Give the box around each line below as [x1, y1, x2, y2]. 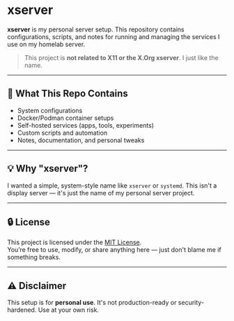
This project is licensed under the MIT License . [7, 238, 142, 246]
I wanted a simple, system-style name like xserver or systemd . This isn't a [7, 181, 217, 190]
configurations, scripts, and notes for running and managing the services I [7, 32, 220, 40]
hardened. [7, 306, 37, 314]
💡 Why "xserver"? [7, 163, 88, 174]
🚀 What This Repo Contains [7, 88, 129, 100]
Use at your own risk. [38, 306, 100, 314]
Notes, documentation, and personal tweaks [17, 135, 145, 144]
